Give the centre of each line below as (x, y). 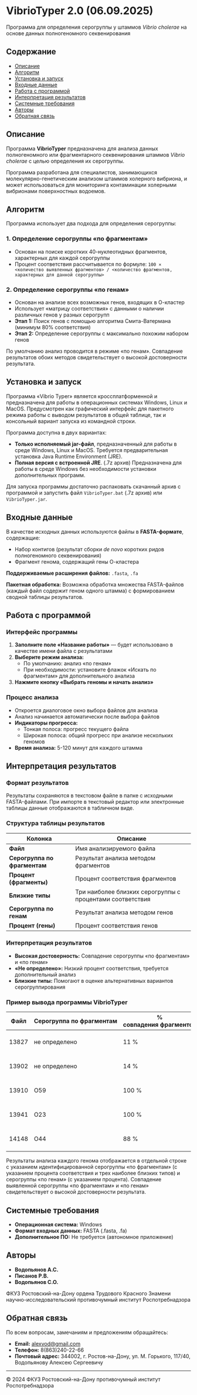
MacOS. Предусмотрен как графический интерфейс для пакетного (90, 409)
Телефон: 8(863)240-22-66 (49, 1350)
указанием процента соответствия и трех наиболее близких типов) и (93, 1173)
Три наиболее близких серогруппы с (128, 892)
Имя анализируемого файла (116, 848)
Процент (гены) (32, 925)
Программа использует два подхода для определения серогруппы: (91, 224)
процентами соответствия (113, 899)
